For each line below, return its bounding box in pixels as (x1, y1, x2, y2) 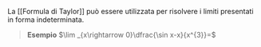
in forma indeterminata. (7, 15, 85, 24)
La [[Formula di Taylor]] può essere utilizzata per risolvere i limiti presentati (7, 7, 254, 16)
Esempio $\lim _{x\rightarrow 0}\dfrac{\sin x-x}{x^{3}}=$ (26, 31, 216, 39)
